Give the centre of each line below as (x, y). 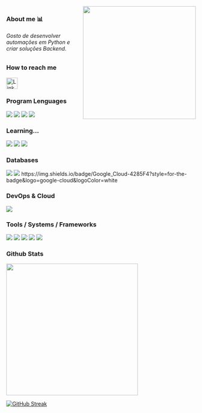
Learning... (23, 131)
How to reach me (32, 67)
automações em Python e (38, 42)
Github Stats (25, 253)
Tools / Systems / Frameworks (51, 224)
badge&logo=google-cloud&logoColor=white (62, 181)
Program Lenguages (37, 101)
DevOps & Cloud (31, 196)
